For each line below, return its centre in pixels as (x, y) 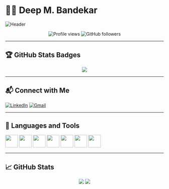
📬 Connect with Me (37, 91)
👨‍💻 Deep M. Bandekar (51, 10)
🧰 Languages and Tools (43, 125)
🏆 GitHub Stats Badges (43, 55)
